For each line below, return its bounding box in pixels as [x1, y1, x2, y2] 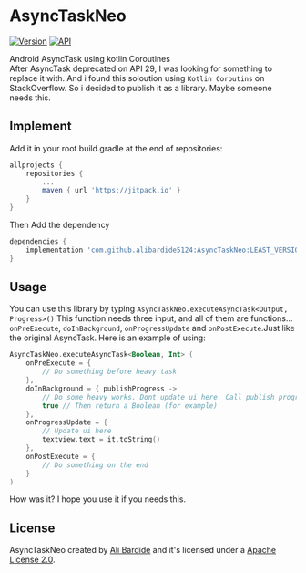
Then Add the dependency [9, 220, 110, 230]
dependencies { [9, 237, 67, 246]
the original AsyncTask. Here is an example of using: [9, 332, 207, 343]
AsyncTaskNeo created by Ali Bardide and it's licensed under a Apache [9, 545, 276, 556]
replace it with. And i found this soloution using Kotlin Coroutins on [9, 72, 265, 83]
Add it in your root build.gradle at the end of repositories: [9, 142, 223, 153]
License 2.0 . [9, 554, 56, 566]
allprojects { [9, 161, 64, 170]
